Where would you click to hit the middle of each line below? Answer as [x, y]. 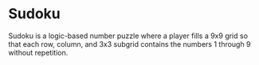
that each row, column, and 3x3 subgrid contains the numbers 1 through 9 [129, 44]
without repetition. [38, 52]
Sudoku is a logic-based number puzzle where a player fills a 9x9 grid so [128, 36]
